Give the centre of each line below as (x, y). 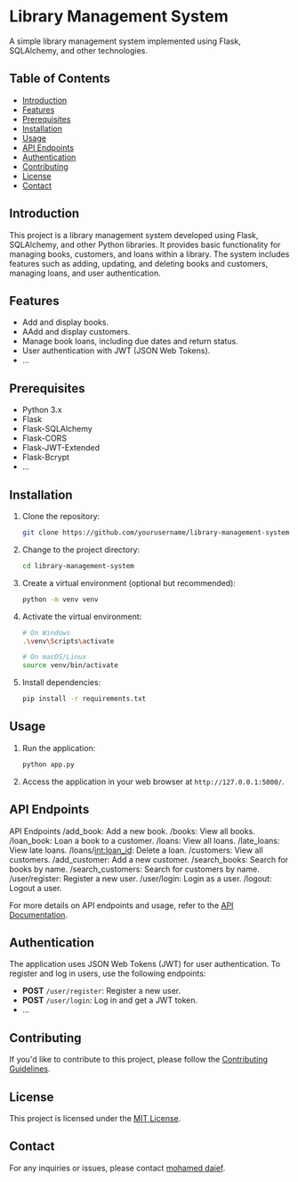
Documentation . (39, 914)
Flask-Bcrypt (45, 458)
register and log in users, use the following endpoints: (108, 973)
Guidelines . (30, 1069)
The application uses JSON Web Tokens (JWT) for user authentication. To (145, 964)
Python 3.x (42, 410)
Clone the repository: (61, 516)
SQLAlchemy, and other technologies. (79, 50)
